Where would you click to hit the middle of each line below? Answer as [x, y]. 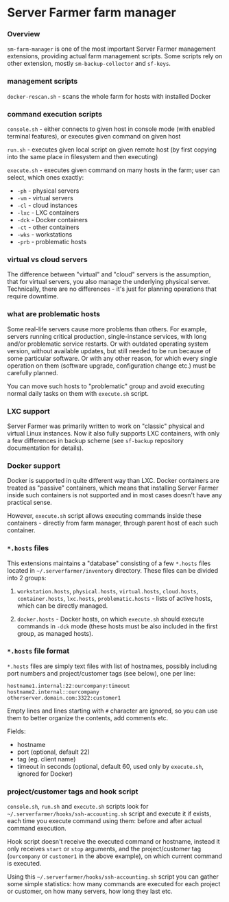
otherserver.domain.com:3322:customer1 [64, 698]
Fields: [16, 731]
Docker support [34, 466]
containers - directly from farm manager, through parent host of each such [113, 523]
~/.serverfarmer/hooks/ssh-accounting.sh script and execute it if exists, [109, 814]
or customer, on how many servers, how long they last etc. [90, 891]
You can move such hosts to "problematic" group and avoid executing [106, 386]
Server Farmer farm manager [92, 13]
